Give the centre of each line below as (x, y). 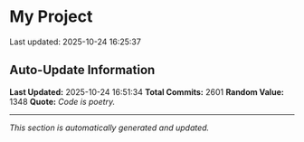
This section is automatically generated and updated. (109, 128)
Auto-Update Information (82, 70)
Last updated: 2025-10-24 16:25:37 (76, 42)
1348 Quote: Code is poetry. (62, 101)
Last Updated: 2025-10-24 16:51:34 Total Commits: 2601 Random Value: (147, 91)
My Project (51, 17)
